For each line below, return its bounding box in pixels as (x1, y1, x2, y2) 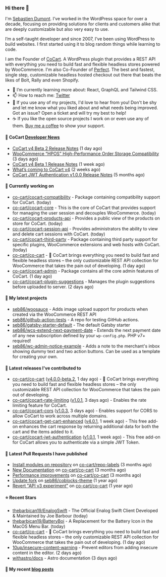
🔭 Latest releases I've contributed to (5, 365, 81, 371)
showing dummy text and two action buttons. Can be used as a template (12, 348, 160, 354)
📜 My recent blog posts (5, 566, 54, 573)
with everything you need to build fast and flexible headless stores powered (5, 62, 160, 68)
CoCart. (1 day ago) (12, 273, 53, 279)
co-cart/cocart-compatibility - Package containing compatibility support (12, 194, 160, 200)
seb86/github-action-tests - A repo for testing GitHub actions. (12, 316, 139, 322)
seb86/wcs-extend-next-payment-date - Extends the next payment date (12, 327, 161, 333)
